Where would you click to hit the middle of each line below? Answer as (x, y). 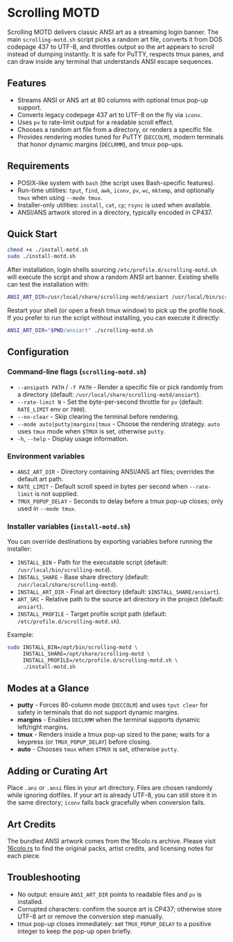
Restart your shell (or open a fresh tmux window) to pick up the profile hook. (116, 310)
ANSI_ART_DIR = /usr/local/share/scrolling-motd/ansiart (88, 297)
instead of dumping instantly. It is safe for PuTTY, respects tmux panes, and (115, 54)
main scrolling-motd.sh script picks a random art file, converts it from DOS (115, 39)
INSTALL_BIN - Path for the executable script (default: (93, 563)
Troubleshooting (44, 878)
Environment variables (46, 456)
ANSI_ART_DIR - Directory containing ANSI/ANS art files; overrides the (116, 471)
